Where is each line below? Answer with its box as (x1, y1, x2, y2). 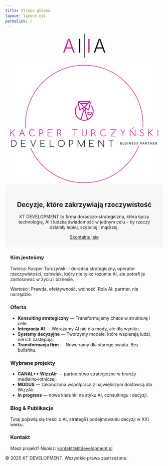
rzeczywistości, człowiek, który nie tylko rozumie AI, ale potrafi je (10, 271, 145, 277)
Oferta (10, 304, 27, 311)
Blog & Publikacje (10, 405, 54, 412)
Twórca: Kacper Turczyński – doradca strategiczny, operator (10, 266, 135, 272)
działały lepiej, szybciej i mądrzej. (49, 224, 119, 230)
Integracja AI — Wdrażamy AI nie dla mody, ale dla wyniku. (17, 326, 140, 332)
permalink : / (5, 19, 33, 24)
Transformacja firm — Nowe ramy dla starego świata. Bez (17, 341, 139, 348)
